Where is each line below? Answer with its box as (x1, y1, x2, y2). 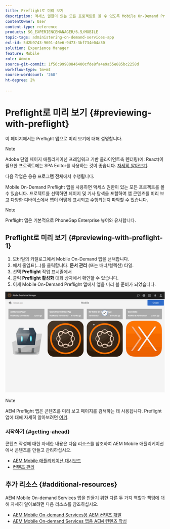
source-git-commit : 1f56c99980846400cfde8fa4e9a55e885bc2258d (5, 61, 139, 67)
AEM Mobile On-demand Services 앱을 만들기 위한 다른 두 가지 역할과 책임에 (5, 495, 159, 501)
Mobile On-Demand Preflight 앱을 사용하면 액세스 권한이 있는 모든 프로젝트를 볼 (5, 184, 165, 190)
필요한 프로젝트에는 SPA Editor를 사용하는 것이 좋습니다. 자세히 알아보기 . (5, 162, 149, 168)
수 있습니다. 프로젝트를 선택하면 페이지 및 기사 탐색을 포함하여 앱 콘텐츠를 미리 (5, 190, 159, 196)
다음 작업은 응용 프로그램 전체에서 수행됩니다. (5, 173, 95, 179)
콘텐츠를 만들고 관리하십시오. (14, 446, 72, 453)
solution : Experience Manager (5, 46, 69, 51)
